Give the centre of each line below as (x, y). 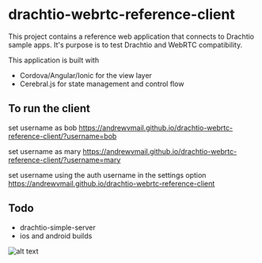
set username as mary (45, 151)
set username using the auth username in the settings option (107, 175)
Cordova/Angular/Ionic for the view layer (86, 75)
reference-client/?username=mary (65, 160)
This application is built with (54, 60)
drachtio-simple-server (58, 227)
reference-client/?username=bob (63, 136)
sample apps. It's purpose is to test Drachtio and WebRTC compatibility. (125, 44)
